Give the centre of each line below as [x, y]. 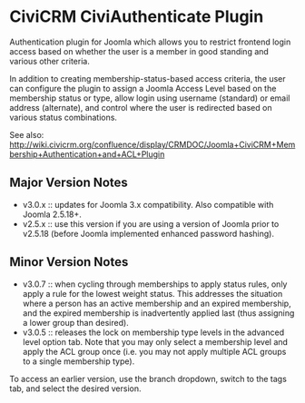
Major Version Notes [69, 183]
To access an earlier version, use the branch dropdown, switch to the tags [148, 378]
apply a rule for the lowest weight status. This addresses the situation [152, 293]
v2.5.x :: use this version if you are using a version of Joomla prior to [151, 223]
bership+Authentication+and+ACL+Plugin [87, 154]
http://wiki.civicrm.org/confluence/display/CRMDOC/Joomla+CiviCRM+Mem [152, 144]
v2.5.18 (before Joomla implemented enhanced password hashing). [148, 233]
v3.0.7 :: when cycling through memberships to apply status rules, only [155, 284]
